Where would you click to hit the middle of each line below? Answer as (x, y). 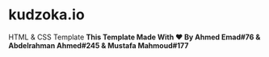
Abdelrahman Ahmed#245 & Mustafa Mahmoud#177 (99, 45)
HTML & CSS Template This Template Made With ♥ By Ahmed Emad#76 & (134, 37)
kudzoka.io (46, 15)
